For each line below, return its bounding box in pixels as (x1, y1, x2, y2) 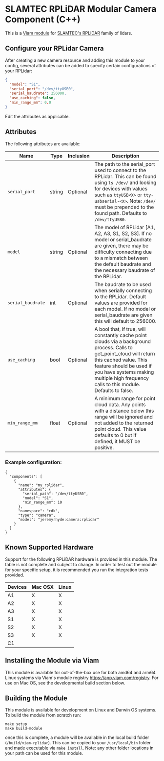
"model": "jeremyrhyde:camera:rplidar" (18, 517, 99, 522)
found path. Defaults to (94, 210, 147, 216)
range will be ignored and (94, 413, 153, 420)
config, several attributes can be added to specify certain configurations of (5, 62, 156, 68)
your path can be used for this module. (5, 750, 83, 756)
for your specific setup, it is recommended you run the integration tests (5, 567, 148, 573)
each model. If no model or (94, 305, 156, 312)
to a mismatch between (94, 254, 148, 261)
